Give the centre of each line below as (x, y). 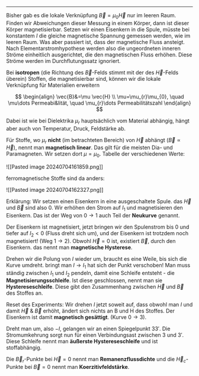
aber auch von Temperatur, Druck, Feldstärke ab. (66, 128)
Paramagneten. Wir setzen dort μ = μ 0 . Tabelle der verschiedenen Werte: (96, 155)
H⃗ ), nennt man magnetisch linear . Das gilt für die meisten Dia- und (89, 148)
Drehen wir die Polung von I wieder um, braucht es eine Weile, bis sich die (97, 258)
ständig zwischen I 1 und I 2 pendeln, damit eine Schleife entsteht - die (90, 274)
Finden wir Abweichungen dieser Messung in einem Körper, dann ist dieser (98, 23)
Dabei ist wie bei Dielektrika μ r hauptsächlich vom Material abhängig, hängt (98, 121)
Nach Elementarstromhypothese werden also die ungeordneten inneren (93, 48)
